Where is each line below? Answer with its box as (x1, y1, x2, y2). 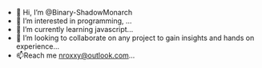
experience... (15, 42, 60, 51)
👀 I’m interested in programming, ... (15, 16, 132, 26)
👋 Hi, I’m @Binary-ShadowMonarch (15, 8, 133, 17)
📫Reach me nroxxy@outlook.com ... (15, 50, 135, 60)
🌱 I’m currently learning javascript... (15, 25, 134, 34)
